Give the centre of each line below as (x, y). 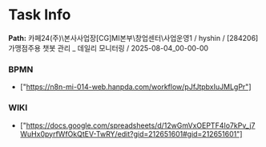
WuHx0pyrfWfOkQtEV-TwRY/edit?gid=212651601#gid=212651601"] (131, 133)
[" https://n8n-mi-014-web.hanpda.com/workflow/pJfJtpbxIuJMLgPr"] (135, 87)
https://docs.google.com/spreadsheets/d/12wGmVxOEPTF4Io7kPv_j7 (141, 125)
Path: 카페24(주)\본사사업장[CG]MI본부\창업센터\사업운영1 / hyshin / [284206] (133, 38)
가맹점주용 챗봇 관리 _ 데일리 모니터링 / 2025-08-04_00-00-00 (109, 48)
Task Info (40, 15)
